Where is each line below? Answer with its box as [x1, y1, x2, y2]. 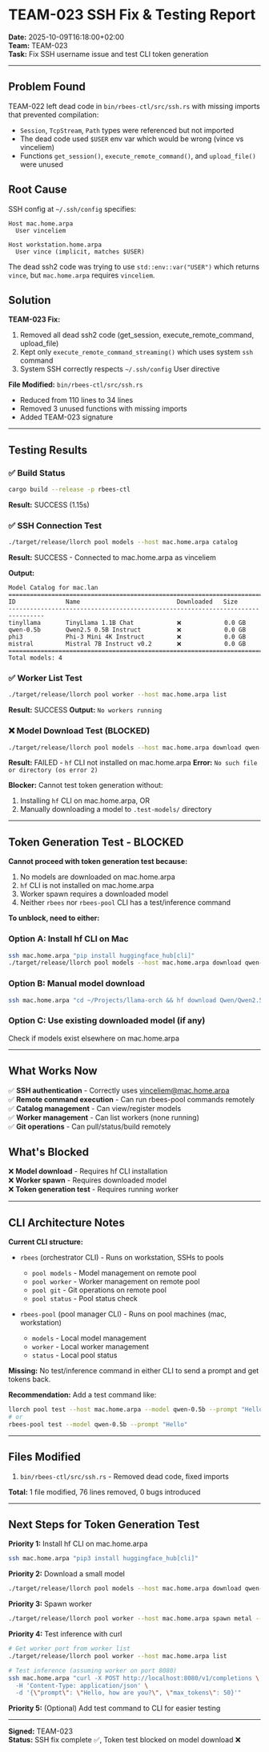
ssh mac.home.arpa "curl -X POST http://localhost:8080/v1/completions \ [8, 1674, 260, 1682]
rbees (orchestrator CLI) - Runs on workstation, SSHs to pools [19, 1253, 224, 1263]
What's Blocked [8, 1145, 90, 1158]
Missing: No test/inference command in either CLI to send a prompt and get [8, 1366, 259, 1376]
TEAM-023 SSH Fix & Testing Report [8, 6, 256, 24]
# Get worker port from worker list [8, 1645, 130, 1653]
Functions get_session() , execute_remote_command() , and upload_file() [19, 151, 256, 160]
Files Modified [8, 1450, 82, 1464]
